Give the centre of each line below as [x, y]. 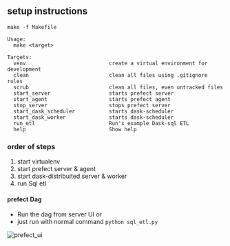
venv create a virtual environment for [111, 63]
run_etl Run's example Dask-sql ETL [101, 123]
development [24, 69]
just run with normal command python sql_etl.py [87, 222]
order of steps [31, 146]
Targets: [20, 57]
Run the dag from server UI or [59, 214]
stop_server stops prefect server [92, 105]
